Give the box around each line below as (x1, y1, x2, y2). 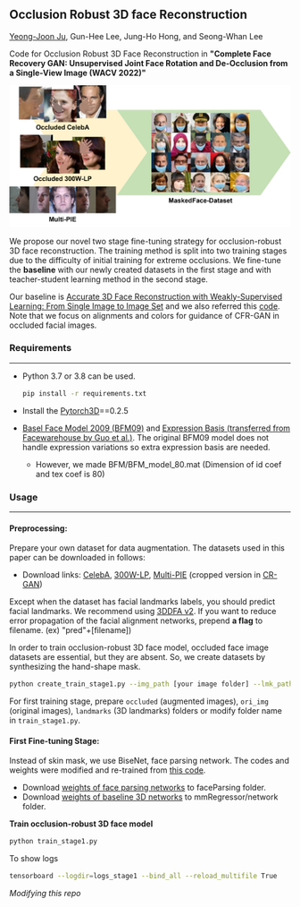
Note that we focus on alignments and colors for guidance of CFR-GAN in (9, 310, 279, 321)
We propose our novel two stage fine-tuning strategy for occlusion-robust (9, 235, 282, 246)
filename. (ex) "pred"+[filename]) (9, 625, 132, 636)
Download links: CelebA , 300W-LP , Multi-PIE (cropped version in (21, 569, 262, 580)
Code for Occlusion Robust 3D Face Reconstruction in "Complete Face (9, 48, 272, 59)
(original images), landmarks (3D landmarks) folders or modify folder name (9, 706, 283, 716)
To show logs (9, 853, 59, 864)
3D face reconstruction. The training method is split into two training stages (9, 245, 287, 256)
